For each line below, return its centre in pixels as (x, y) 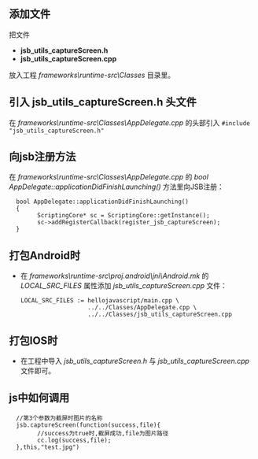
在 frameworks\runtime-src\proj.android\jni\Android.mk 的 (114, 276)
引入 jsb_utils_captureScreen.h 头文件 (103, 102)
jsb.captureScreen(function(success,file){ (88, 425)
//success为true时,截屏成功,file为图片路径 (103, 433)
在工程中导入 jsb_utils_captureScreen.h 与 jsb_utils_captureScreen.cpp (135, 361)
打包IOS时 (33, 341)
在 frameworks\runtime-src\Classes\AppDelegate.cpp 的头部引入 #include (129, 122)
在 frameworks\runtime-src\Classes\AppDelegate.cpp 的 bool (109, 177)
